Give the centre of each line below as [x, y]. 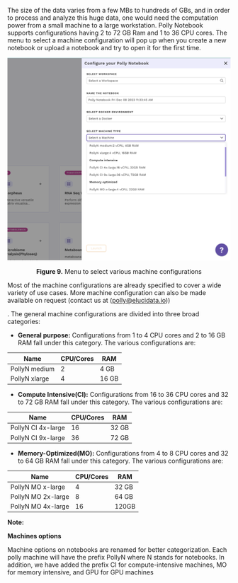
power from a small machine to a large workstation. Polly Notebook [105, 25]
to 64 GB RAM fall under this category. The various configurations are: [120, 461]
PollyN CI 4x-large [38, 428]
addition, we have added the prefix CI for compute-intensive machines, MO [117, 565]
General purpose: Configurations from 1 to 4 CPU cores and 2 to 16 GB [121, 335]
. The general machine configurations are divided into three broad [103, 314]
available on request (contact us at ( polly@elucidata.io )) [89, 301]
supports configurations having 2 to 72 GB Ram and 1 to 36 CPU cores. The [118, 33]
